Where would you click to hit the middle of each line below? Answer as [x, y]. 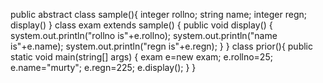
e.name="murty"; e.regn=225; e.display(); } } [103, 67]
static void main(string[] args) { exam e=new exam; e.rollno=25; [141, 57]
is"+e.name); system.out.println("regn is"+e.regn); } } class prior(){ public [161, 46]
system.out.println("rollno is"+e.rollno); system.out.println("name [144, 35]
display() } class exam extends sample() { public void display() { [141, 25]
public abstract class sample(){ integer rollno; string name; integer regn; [158, 14]
